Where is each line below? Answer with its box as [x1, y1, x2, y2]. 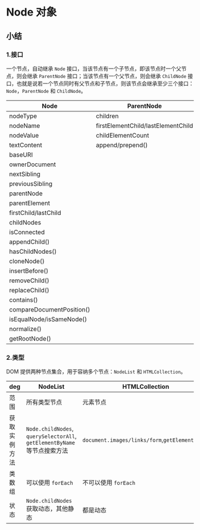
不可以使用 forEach [82, 479, 136, 487]
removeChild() [9, 276, 49, 285]
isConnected [9, 227, 45, 236]
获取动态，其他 [26, 504, 68, 513]
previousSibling [9, 179, 52, 188]
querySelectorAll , [26, 432, 77, 441]
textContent [9, 141, 43, 149]
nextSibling [9, 170, 40, 178]
